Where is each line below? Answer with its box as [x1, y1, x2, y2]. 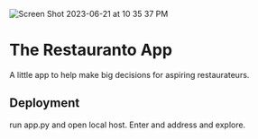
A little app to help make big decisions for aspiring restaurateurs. [9, 69, 250, 80]
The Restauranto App [9, 40, 173, 60]
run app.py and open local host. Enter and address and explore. [9, 119, 246, 130]
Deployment [9, 95, 80, 111]
